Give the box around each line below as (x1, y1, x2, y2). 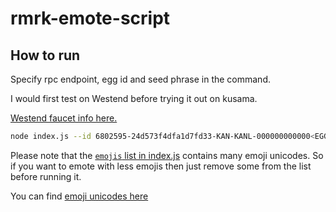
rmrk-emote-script (10, 7, 171, 30)
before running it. (10, 170, 82, 182)
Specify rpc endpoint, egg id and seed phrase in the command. (10, 73, 272, 85)
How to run (10, 47, 81, 64)
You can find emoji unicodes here (10, 190, 149, 202)
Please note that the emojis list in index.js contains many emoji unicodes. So (10, 149, 324, 161)
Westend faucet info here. (10, 112, 118, 124)
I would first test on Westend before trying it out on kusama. (10, 93, 258, 104)
